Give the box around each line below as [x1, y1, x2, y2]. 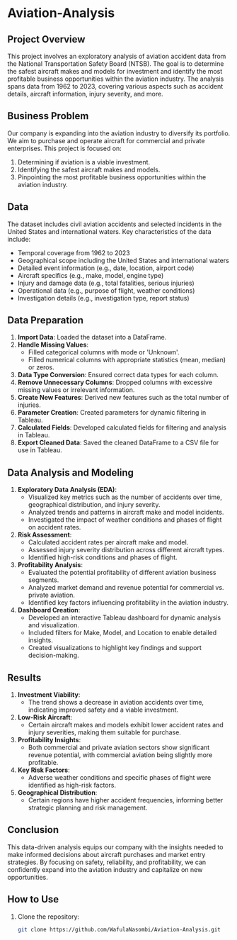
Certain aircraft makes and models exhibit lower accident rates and [28, 721, 224, 729]
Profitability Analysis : [17, 561, 83, 569]
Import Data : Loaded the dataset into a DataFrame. [17, 333, 167, 342]
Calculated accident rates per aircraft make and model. [28, 538, 189, 547]
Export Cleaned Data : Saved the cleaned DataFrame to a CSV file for [17, 438, 219, 447]
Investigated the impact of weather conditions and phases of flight [28, 515, 222, 524]
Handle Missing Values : [17, 340, 89, 349]
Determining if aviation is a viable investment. [17, 157, 151, 166]
